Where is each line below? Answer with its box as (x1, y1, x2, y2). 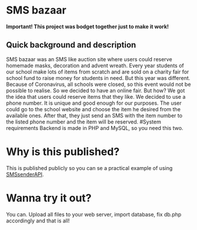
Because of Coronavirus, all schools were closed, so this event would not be (6, 81, 191, 88)
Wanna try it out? (6, 191, 92, 205)
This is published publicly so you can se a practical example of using (6, 164, 173, 171)
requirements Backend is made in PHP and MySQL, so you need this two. (6, 124, 183, 131)
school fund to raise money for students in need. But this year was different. (6, 74, 191, 81)
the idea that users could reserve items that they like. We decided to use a (6, 93, 186, 100)
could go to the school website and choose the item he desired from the (6, 105, 181, 112)
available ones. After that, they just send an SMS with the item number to (6, 112, 183, 119)
